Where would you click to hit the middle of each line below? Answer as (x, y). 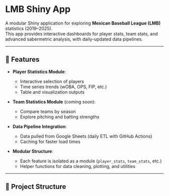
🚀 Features (22, 59)
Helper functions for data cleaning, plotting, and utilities (78, 166)
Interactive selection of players (52, 81)
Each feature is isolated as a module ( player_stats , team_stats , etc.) (91, 161)
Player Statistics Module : (39, 72)
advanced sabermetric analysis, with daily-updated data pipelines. (74, 39)
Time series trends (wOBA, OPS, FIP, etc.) (63, 87)
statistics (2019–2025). (29, 28)
